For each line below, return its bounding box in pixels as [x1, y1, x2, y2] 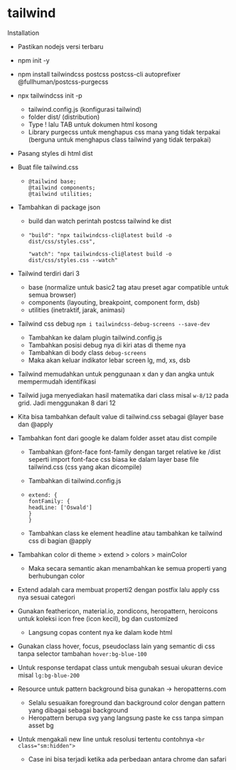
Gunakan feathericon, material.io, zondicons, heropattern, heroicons [17, 606, 218, 615]
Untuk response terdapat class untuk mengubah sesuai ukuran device [17, 663, 223, 672]
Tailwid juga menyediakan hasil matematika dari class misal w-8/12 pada [17, 391, 229, 399]
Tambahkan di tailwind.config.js [28, 476, 122, 485]
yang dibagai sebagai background [28, 706, 129, 714]
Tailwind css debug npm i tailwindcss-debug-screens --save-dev [17, 319, 210, 328]
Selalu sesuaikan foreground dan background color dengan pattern [28, 698, 225, 707]
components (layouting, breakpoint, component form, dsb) [28, 297, 200, 307]
